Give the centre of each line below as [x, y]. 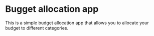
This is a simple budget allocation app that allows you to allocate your [77, 23]
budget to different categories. [37, 28]
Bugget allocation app [52, 9]
